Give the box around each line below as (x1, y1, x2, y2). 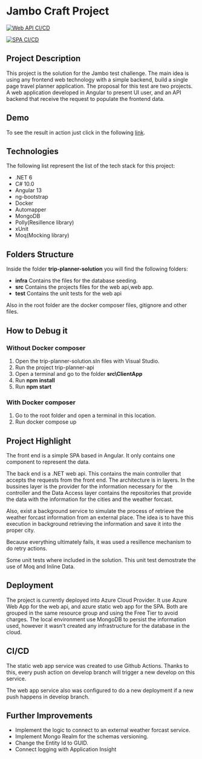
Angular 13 (15, 187, 42, 194)
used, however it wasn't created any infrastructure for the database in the (6, 622, 190, 629)
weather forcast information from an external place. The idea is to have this (6, 514, 194, 521)
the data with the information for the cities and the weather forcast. (6, 496, 174, 503)
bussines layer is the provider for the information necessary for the (6, 482, 173, 490)
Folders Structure (6, 249, 74, 259)
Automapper (15, 206, 47, 213)
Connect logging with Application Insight (15, 746, 117, 753)
